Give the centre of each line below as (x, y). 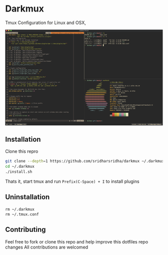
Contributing (25, 230)
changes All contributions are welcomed (47, 247)
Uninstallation (27, 197)
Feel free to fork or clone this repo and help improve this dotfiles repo (77, 241)
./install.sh (19, 172)
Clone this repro (22, 151)
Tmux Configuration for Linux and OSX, (45, 23)
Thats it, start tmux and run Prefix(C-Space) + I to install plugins (72, 181)
